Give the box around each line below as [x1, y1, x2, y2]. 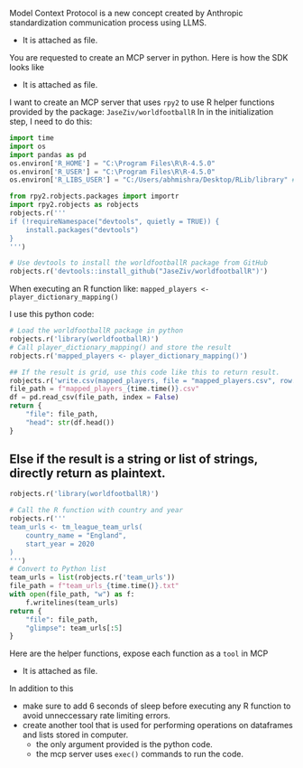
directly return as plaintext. [9, 465, 166, 482]
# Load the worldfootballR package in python [9, 326, 183, 335]
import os [9, 142, 47, 151]
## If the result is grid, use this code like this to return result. [9, 368, 280, 377]
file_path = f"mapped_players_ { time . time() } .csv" [9, 384, 200, 394]
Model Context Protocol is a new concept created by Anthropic [9, 8, 243, 18]
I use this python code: [9, 309, 95, 320]
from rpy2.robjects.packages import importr [9, 192, 179, 201]
